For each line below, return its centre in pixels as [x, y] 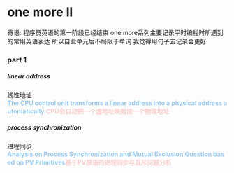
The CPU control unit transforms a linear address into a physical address [115, 103]
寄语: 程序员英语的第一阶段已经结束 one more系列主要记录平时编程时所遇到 [115, 32]
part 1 [17, 60]
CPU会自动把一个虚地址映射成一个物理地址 [108, 111]
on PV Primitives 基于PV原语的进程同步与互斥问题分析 [94, 162]
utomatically [26, 111]
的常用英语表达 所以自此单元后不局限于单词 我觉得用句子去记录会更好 [107, 41]
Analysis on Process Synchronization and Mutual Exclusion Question [110, 154]
